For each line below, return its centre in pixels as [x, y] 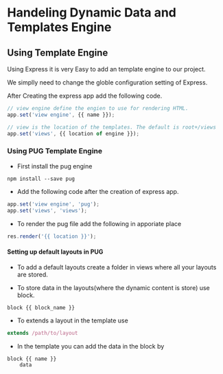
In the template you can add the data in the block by [91, 346]
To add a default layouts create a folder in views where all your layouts [117, 267]
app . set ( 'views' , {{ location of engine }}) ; [73, 133]
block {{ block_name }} [41, 307]
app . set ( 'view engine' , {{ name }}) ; [61, 115]
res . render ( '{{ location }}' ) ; [52, 236]
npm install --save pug [41, 179]
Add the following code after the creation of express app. [98, 191]
